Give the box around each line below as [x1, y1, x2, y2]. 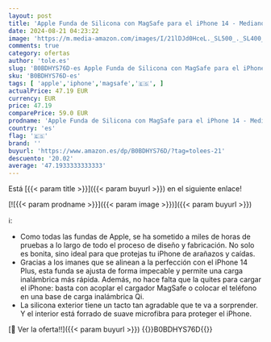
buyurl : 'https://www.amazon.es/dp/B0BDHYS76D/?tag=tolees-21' [8, 147, 226, 155]
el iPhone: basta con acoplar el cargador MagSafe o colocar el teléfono [19, 283, 257, 293]
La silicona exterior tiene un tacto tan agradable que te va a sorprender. [19, 300, 258, 311]
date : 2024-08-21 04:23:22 [8, 27, 99, 35]
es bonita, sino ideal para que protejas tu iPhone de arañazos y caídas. [19, 249, 256, 259]
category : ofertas [8, 49, 70, 57]
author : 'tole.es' [8, 57, 70, 65]
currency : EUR [8, 94, 56, 102]
